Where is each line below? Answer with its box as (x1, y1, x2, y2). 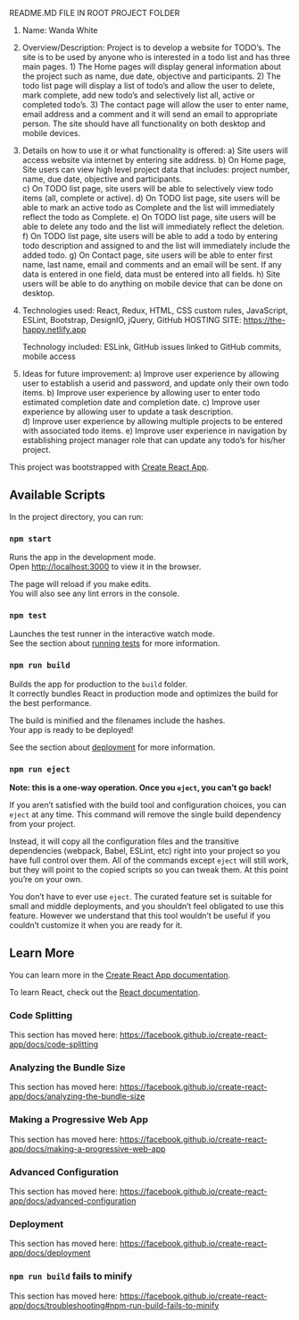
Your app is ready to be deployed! (9, 724, 134, 735)
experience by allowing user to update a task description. (21, 406, 234, 417)
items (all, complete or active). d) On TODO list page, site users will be (21, 192, 281, 203)
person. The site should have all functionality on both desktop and (21, 118, 266, 129)
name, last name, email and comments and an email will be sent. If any (21, 260, 282, 269)
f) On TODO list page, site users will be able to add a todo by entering (21, 231, 278, 241)
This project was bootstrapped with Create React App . (9, 462, 210, 473)
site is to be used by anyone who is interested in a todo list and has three (21, 52, 290, 62)
